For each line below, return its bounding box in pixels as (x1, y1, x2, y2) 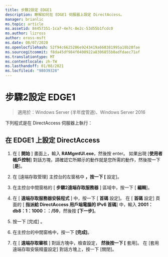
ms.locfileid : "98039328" (5, 69, 59, 74)
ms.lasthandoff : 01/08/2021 (5, 63, 64, 69)
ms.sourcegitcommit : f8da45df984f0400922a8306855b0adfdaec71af (5, 49, 140, 54)
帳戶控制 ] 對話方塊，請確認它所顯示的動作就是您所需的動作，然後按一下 (12, 157, 160, 163)
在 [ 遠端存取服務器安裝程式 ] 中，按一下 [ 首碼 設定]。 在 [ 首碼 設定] (12, 195, 154, 201)
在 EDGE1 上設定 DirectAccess (5, 136, 100, 145)
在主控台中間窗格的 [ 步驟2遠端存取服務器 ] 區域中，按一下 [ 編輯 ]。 (12, 184, 152, 190)
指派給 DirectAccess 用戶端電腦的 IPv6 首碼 (25, 201, 117, 207)
